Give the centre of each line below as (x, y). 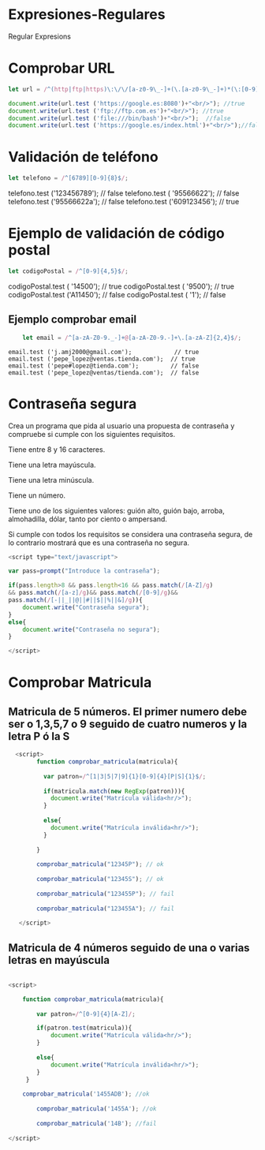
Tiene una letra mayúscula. (52, 465)
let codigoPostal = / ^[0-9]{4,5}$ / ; (68, 271)
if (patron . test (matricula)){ (84, 1028)
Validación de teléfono (84, 157)
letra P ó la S (39, 736)
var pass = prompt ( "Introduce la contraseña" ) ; (84, 571)
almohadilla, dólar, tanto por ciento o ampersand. (88, 519)
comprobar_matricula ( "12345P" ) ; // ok (100, 864)
